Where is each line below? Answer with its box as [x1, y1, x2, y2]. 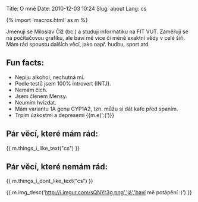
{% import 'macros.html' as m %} [6, 17, 88, 23]
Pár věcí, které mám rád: [6, 129, 99, 139]
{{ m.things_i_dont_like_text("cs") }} [6, 178, 93, 185]
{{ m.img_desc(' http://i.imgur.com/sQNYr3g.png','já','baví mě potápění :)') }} [6, 189, 192, 196]
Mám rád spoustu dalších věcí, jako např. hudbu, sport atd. [6, 41, 150, 48]
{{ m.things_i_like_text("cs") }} [6, 144, 80, 151]
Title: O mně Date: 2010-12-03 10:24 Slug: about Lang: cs [6, 5, 147, 12]
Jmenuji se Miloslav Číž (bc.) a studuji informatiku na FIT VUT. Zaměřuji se [6, 28, 188, 35]
